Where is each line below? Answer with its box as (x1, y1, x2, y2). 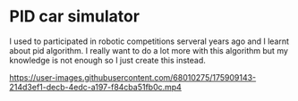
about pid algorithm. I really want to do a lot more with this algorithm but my (9, 45, 289, 55)
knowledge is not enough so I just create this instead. (9, 55, 206, 65)
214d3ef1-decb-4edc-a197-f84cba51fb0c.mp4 (9, 81, 182, 92)
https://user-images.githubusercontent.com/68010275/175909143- (9, 72, 257, 82)
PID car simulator (9, 6, 140, 27)
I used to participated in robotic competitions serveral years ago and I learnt (9, 36, 289, 46)
